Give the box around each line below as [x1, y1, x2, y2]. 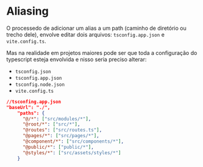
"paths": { [17, 110, 45, 116]
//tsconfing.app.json [6, 99, 62, 105]
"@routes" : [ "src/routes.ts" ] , [22, 127, 102, 133]
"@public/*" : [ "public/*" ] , [22, 144, 94, 150]
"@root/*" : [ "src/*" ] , [22, 121, 80, 127]
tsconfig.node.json [15, 81, 65, 88]
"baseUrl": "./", [6, 104, 51, 110]
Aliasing [6, 4, 49, 18]
